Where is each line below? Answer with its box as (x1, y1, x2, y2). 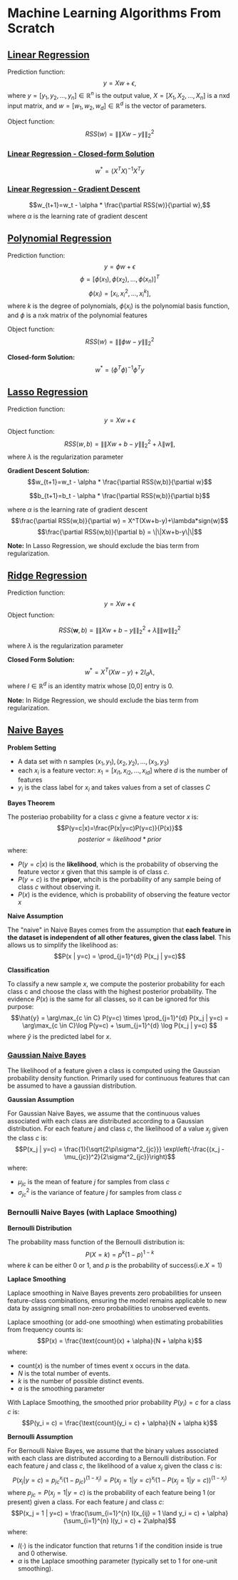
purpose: (7, 1003, 34, 1011)
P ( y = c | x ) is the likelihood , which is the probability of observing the (17, 860, 219, 869)
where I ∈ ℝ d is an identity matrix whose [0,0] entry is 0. (7, 680, 174, 690)
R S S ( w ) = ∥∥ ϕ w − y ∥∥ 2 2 (85, 336, 155, 347)
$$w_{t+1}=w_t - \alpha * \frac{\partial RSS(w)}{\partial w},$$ (29, 200, 211, 209)
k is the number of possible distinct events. (17, 1377, 145, 1386)
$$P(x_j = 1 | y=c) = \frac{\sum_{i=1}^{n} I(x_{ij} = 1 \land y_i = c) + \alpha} (11, 1509, 229, 1518)
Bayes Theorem (7, 799, 56, 808)
